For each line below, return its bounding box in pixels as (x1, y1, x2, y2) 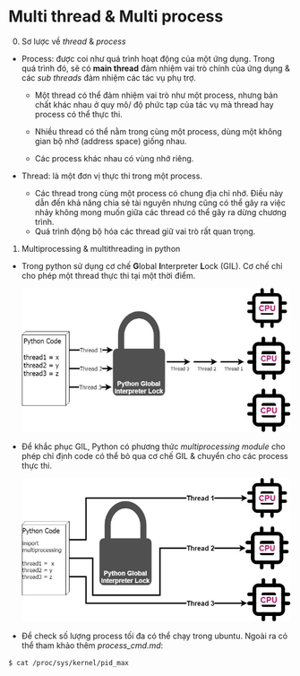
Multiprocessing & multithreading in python (21, 243, 181, 254)
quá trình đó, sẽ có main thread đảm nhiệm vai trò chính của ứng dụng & (21, 63, 290, 74)
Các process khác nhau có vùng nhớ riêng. (34, 152, 194, 163)
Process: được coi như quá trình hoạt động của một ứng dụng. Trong (21, 53, 275, 64)
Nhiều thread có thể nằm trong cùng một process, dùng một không (34, 126, 283, 136)
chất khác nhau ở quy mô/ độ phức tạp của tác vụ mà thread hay (34, 99, 274, 109)
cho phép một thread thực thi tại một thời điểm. (21, 270, 196, 281)
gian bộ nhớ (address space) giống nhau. (34, 135, 187, 146)
